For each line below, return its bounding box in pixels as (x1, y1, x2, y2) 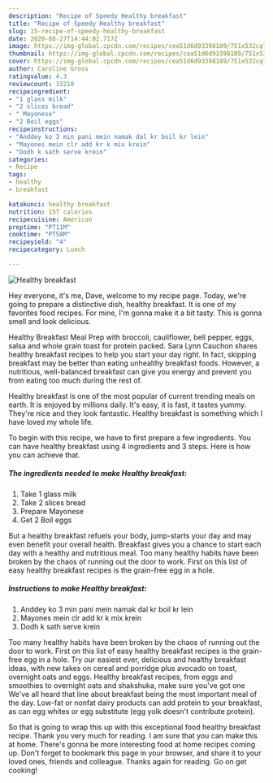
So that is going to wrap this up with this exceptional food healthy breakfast (8, 722, 262, 732)
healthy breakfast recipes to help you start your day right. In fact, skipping (8, 349, 257, 359)
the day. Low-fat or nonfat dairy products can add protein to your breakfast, (8, 698, 262, 707)
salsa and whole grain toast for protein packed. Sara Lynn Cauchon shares (8, 340, 258, 350)
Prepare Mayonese (19, 506, 84, 516)
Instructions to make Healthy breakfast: (8, 584, 147, 594)
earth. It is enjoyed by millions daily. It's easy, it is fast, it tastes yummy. (8, 400, 247, 409)
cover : (8, 58, 31, 66)
